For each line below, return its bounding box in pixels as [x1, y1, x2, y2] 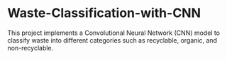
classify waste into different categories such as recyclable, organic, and [7, 36, 218, 44]
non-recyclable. [7, 43, 54, 52]
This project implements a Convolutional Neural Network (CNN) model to [7, 28, 221, 37]
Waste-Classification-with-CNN [7, 5, 201, 21]
